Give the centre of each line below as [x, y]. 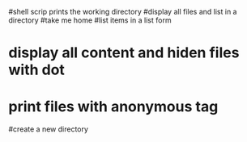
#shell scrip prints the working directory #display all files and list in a [123, 12]
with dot [36, 70]
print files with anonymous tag [113, 107]
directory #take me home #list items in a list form [90, 20]
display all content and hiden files [124, 53]
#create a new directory [49, 129]
